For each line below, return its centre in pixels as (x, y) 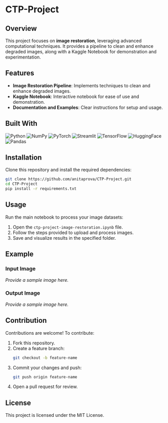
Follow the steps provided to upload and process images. (73, 233)
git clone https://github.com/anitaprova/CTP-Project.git (68, 179)
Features (20, 73)
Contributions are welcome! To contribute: (50, 333)
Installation (24, 158)
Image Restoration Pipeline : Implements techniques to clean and (81, 85)
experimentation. (23, 57)
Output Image (23, 293)
